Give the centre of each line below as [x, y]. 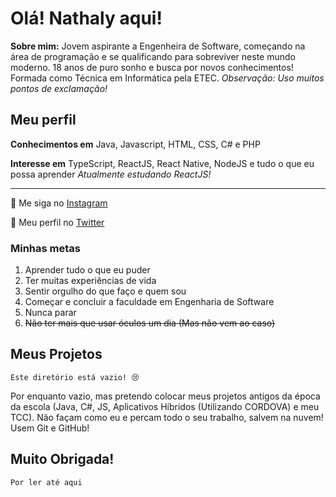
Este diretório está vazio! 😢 [75, 377]
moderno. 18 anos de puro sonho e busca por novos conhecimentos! [152, 67]
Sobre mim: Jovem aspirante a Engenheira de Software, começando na [158, 46]
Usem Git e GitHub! [50, 428]
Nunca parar [50, 313]
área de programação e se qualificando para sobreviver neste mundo [153, 56]
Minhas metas [45, 248]
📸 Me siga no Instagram [59, 203]
